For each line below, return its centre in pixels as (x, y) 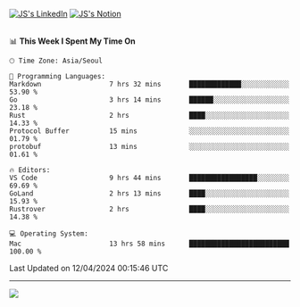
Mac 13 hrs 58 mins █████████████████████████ (150, 244)
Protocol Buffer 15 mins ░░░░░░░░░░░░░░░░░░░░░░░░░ (150, 131)
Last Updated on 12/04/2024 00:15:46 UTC (89, 268)
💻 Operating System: (49, 234)
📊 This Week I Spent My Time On (72, 41)
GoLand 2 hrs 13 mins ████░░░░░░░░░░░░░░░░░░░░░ (150, 194)
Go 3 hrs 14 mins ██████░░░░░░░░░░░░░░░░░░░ (150, 100)
